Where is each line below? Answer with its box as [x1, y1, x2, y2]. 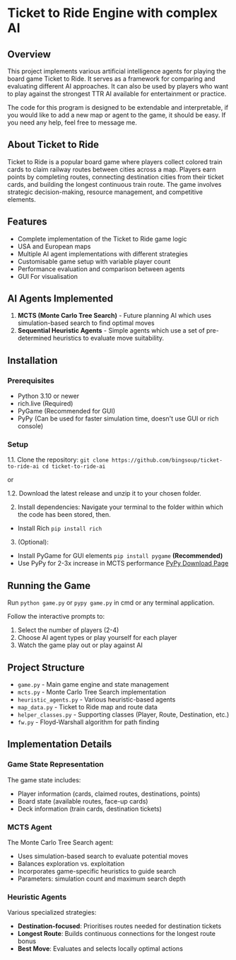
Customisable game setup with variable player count [17, 257, 171, 265]
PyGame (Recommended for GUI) [17, 407, 116, 416]
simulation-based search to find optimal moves [17, 319, 155, 327]
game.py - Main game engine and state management [17, 680, 170, 689]
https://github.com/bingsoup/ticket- [112, 457, 223, 464]
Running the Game [7, 579, 90, 592]
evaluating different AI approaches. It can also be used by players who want [7, 82, 228, 90]
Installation [7, 354, 58, 366]
